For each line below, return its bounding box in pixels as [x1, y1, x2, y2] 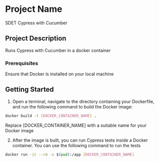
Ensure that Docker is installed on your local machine [5, 71, 114, 77]
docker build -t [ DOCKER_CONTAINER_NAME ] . [5, 113, 97, 118]
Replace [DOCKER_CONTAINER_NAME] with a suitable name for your [5, 122, 147, 128]
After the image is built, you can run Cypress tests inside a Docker [12, 137, 148, 143]
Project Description [5, 34, 67, 43]
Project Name [5, 3, 63, 15]
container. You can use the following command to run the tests [12, 142, 141, 148]
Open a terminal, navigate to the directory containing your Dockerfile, [12, 98, 155, 105]
